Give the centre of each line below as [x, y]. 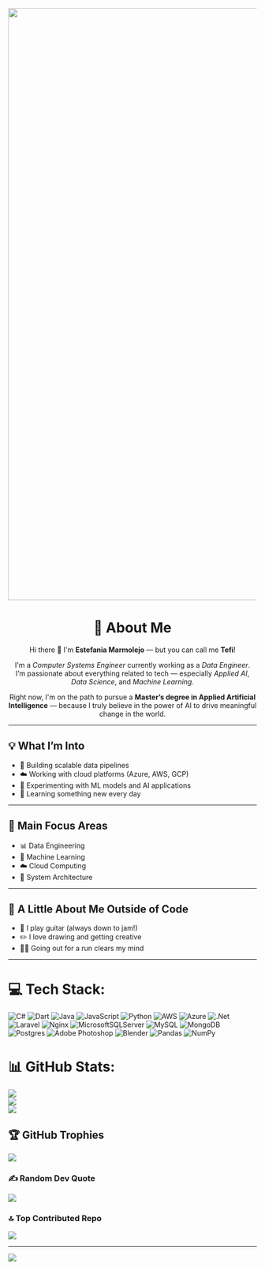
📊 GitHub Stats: [62, 1067]
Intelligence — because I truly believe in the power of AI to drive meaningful [132, 705]
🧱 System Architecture [56, 877]
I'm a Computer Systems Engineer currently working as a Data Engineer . [132, 665]
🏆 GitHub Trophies [56, 1135]
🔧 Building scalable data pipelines [74, 765]
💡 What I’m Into [47, 746]
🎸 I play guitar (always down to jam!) [78, 928]
